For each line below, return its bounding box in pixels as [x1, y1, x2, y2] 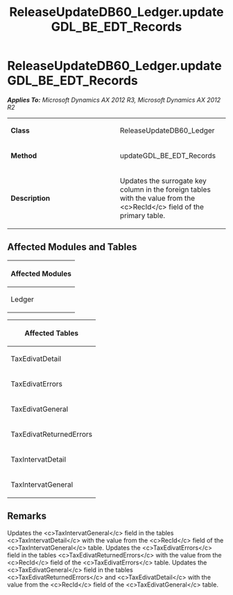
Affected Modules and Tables [7, 241, 137, 253]
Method [10, 151, 37, 160]
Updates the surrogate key [120, 176, 207, 185]
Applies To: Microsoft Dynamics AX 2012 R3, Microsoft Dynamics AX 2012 [7, 95, 221, 104]
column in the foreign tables [120, 185, 212, 194]
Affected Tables [24, 328, 78, 337]
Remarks [7, 510, 47, 522]
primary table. [120, 210, 166, 220]
